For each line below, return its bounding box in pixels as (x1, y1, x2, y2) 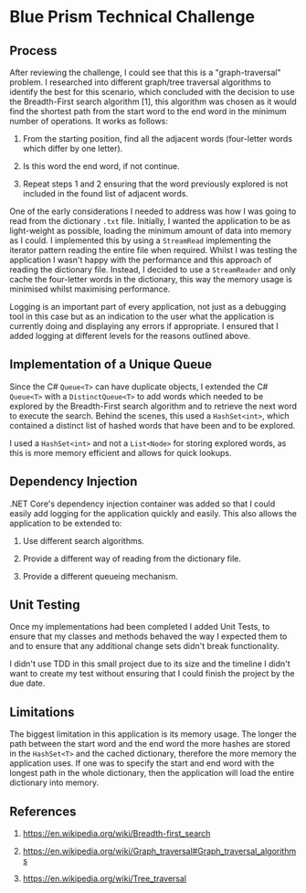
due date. (9, 678, 46, 689)
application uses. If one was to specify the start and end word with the (9, 758, 275, 769)
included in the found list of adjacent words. (22, 188, 189, 198)
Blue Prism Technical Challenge (9, 6, 256, 27)
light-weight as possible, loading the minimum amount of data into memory (9, 226, 292, 236)
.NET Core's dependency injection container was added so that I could (9, 498, 276, 509)
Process (9, 43, 58, 58)
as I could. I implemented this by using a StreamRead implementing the (9, 235, 271, 246)
